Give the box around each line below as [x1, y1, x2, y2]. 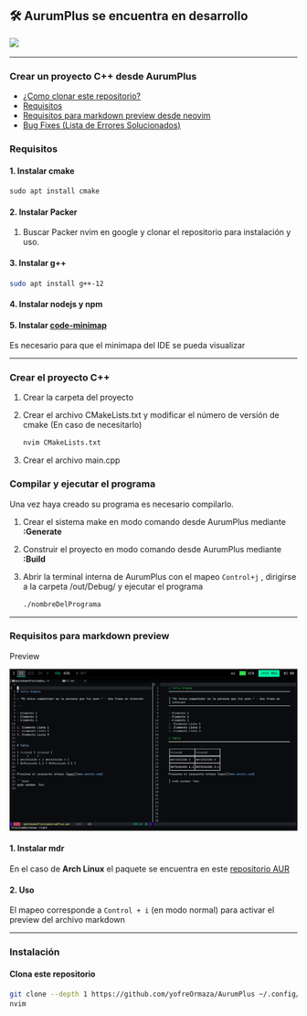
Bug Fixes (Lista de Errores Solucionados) [22, 120, 181, 131]
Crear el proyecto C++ [9, 371, 111, 384]
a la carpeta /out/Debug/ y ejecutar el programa [22, 581, 204, 592]
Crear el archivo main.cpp [22, 455, 121, 465]
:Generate [22, 526, 62, 537]
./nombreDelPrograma [22, 599, 101, 609]
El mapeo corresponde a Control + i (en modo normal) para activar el [9, 904, 275, 915]
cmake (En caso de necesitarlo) [22, 420, 143, 431]
